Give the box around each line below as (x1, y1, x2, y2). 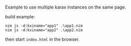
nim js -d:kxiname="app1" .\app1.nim (5, 23, 83, 28)
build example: (5, 14, 35, 19)
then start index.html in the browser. (5, 37, 80, 42)
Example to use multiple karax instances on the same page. (5, 4, 127, 10)
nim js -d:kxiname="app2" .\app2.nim (5, 28, 83, 33)
